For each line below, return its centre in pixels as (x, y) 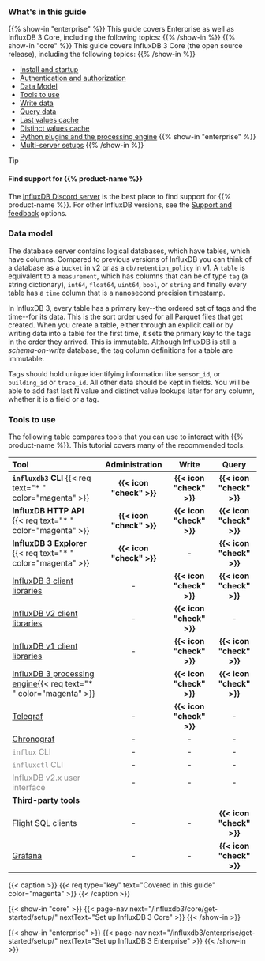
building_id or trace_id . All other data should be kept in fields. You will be (129, 382)
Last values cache (49, 120)
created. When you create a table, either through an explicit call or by (121, 325)
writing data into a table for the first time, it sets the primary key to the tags (130, 333)
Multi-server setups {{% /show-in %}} (82, 146)
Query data (38, 112)
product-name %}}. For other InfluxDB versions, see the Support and (120, 205)
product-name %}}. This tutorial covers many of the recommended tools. (127, 445)
